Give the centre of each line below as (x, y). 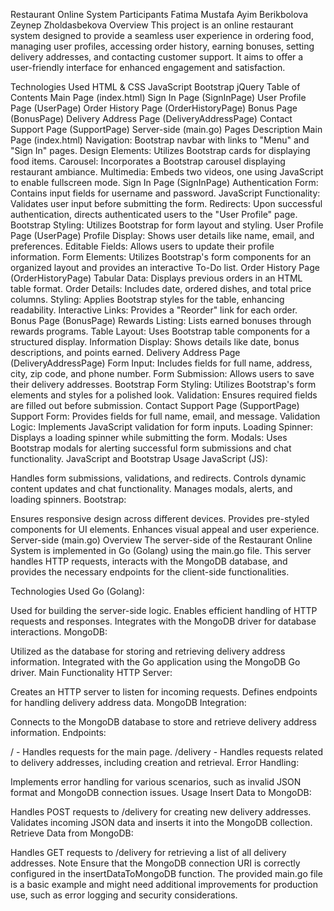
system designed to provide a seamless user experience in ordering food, (162, 35)
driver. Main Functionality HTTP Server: (91, 672)
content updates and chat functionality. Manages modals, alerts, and (151, 488)
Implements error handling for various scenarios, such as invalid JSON (156, 782)
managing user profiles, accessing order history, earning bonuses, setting (162, 46)
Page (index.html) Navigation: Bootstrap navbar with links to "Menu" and (160, 140)
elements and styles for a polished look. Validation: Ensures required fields (164, 395)
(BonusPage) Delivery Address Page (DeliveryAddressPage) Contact (151, 118)
